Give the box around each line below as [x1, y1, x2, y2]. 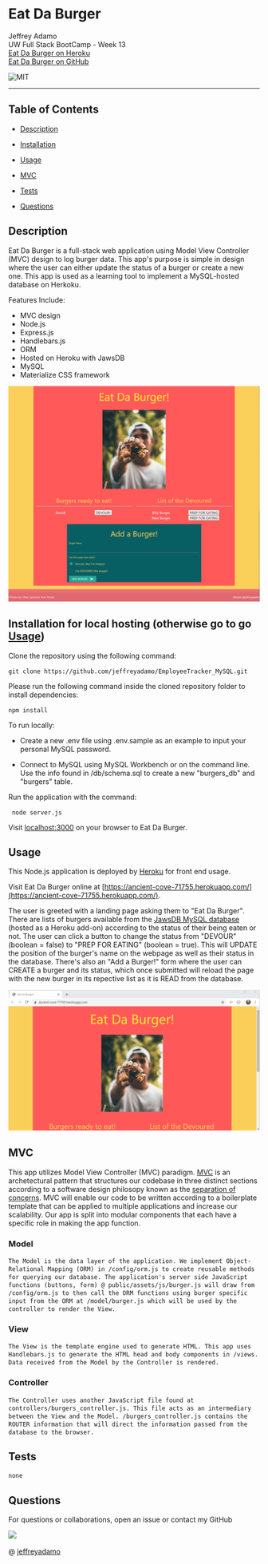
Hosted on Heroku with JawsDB [19, 353, 125, 362]
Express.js [19, 327, 54, 337]
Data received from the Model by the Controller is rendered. [8, 1359, 219, 1367]
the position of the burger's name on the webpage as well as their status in [8, 948, 254, 958]
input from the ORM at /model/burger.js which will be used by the [8, 1297, 238, 1305]
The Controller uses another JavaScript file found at [8, 1396, 195, 1404]
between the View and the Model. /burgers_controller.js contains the [8, 1412, 248, 1420]
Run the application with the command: [8, 792, 137, 802]
